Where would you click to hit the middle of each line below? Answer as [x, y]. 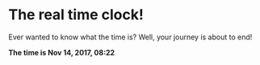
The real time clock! [76, 15]
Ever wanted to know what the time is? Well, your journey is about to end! [130, 37]
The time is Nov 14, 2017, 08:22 [62, 52]
